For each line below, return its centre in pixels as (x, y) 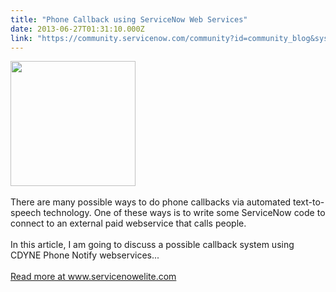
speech (26, 213)
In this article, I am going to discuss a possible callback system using (152, 245)
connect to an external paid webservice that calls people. (128, 223)
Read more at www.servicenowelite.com (93, 277)
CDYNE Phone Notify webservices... (85, 255)
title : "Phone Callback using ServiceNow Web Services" (129, 19)
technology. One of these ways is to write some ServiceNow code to (184, 213)
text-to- (309, 202)
